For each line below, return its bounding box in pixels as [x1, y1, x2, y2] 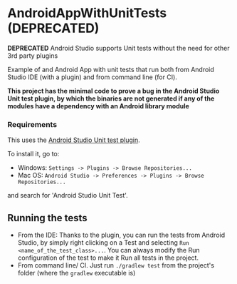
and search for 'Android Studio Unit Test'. [7, 191, 128, 200]
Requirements [7, 119, 58, 129]
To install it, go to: [7, 150, 60, 158]
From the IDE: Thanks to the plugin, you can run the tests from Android [17, 230, 226, 240]
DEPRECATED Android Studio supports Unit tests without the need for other [7, 44, 230, 52]
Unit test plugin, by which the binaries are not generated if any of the [7, 94, 215, 103]
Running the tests [7, 212, 88, 224]
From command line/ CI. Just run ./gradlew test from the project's [17, 261, 215, 270]
